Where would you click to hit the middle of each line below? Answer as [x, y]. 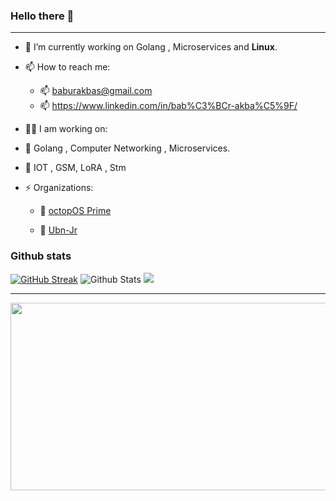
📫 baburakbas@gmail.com [96, 91]
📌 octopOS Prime [75, 211]
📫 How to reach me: [67, 67]
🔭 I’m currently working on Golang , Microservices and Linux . [151, 47]
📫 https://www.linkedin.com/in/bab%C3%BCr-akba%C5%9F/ [168, 106]
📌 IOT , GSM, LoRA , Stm [75, 168]
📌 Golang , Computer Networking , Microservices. [127, 148]
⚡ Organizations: [59, 188]
